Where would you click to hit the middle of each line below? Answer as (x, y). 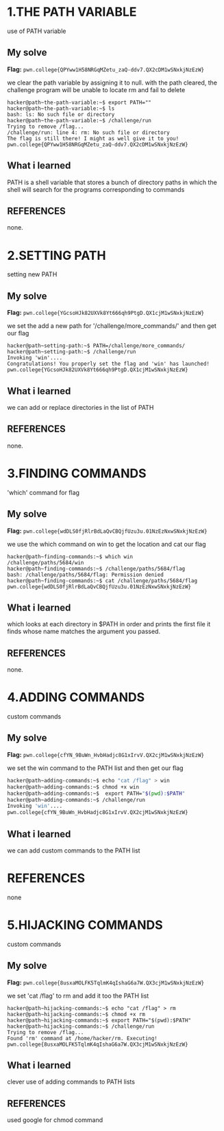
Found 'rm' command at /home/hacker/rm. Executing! (82, 1038)
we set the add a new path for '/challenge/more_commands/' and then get (112, 326)
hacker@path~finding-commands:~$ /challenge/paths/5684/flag (96, 569)
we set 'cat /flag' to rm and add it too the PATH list (78, 996)
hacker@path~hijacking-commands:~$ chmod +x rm (76, 1014)
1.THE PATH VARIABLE (72, 12)
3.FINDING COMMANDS (77, 473)
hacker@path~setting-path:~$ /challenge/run (72, 352)
